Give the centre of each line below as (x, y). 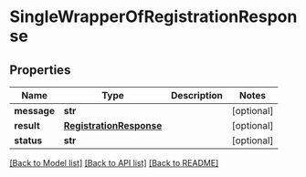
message (34, 111)
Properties (40, 70)
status (28, 141)
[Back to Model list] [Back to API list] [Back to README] (114, 163)
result (27, 125)
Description (197, 95)
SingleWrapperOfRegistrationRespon (153, 17)
